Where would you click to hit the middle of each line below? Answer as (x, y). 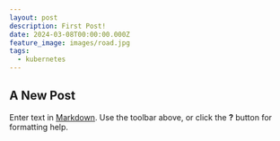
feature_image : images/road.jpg (70, 43)
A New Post (43, 96)
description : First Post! (57, 26)
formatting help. (39, 127)
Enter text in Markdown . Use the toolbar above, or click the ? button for (140, 117)
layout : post (34, 18)
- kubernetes (42, 59)
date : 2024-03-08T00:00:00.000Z (70, 34)
